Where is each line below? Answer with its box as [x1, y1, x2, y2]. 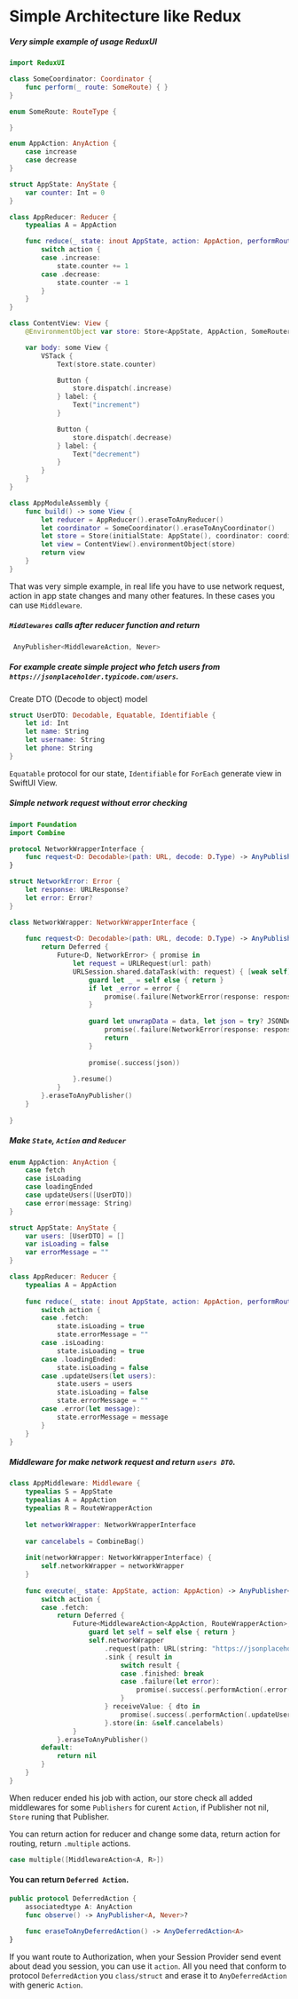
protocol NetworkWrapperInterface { [9, 844, 145, 854]
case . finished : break [120, 1668, 204, 1678]
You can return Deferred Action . [9, 1875, 129, 1885]
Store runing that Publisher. [9, 1811, 109, 1822]
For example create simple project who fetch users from [9, 662, 221, 673]
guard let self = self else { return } [88, 1628, 237, 1637]
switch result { [120, 1661, 180, 1669]
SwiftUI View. [9, 777, 58, 788]
